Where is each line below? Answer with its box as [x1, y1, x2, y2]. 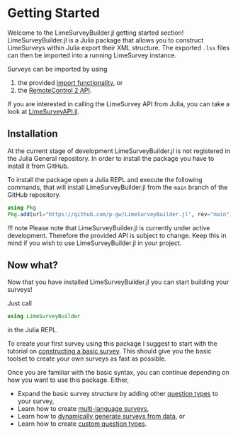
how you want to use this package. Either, [7, 375, 130, 384]
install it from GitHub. [7, 162, 69, 170]
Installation [7, 128, 58, 140]
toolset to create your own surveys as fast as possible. [7, 354, 166, 363]
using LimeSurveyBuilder [7, 313, 81, 320]
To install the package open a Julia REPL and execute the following [7, 175, 203, 183]
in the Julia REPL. [7, 326, 58, 334]
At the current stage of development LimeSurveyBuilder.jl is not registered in [7, 147, 230, 155]
